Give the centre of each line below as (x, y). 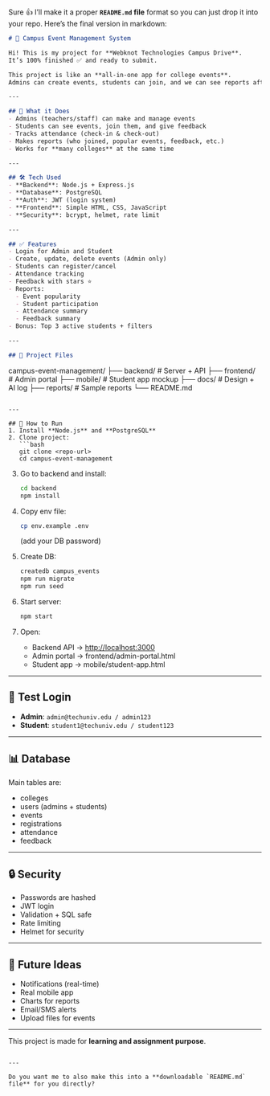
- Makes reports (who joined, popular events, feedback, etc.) (117, 141)
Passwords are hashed (58, 898)
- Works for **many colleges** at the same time (91, 149)
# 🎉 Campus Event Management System (70, 39)
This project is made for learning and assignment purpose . (107, 1041)
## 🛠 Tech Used (35, 178)
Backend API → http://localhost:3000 (93, 647)
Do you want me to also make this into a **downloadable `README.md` (127, 1077)
